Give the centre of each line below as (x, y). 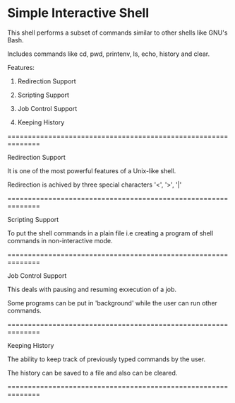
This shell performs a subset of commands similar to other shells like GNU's (117, 33)
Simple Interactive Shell (78, 13)
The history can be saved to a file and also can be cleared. (92, 373)
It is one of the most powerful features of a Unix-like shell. (92, 170)
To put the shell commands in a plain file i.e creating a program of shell (110, 233)
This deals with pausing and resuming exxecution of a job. (92, 289)
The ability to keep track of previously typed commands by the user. (107, 359)
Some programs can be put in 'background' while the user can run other (112, 303)
